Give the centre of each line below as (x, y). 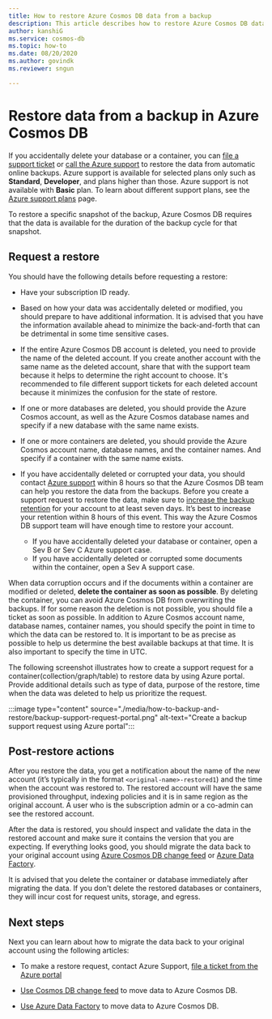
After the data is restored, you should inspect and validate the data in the (130, 829)
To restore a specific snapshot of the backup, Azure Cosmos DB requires (130, 214)
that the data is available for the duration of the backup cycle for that (123, 223)
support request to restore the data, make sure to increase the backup (137, 500)
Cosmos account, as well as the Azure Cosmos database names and (134, 416)
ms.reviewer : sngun (41, 69)
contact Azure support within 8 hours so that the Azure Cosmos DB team (142, 482)
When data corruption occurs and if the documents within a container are (131, 582)
